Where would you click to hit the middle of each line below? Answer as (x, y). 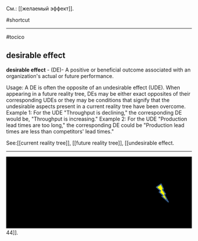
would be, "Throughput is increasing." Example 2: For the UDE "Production (97, 119)
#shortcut (18, 20)
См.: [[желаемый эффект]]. (40, 9)
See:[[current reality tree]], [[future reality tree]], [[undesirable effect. (90, 143)
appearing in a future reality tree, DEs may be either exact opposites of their (98, 93)
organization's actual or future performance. (60, 76)
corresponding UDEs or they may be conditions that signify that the (88, 100)
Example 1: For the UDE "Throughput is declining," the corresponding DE (94, 112)
